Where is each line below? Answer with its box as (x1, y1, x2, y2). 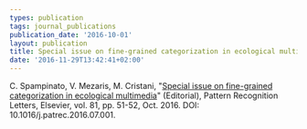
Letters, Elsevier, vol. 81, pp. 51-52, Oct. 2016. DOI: (9, 100, 199, 110)
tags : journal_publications (9, 22, 117, 31)
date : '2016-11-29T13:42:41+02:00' (9, 55, 145, 64)
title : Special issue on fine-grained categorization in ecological (9, 47, 276, 56)
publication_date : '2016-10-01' (9, 30, 132, 39)
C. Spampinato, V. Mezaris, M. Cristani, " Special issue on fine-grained (9, 81, 273, 91)
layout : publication (9, 38, 89, 48)
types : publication (9, 13, 84, 23)
